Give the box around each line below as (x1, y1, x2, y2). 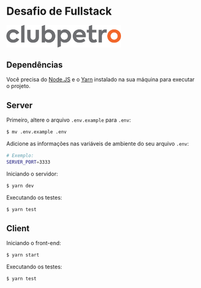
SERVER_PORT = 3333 (6, 159, 51, 165)
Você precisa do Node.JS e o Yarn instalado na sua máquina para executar (6, 76, 195, 83)
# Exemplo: (6, 152, 34, 158)
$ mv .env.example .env (6, 129, 67, 135)
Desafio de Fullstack (6, 4, 112, 18)
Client (6, 223, 30, 234)
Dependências (6, 59, 63, 70)
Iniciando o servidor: (6, 170, 58, 177)
